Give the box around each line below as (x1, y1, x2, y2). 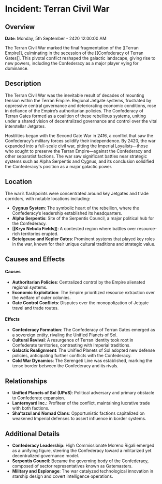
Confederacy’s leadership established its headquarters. (12, 210, 122, 216)
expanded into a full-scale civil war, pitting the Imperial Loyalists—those (5, 143, 148, 149)
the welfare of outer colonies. (12, 295, 71, 301)
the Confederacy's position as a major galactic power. (5, 163, 113, 169)
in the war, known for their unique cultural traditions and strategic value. (12, 241, 156, 247)
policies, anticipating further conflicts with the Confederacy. (12, 353, 132, 359)
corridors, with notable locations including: (5, 195, 90, 202)
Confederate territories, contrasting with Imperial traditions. (12, 343, 131, 348)
